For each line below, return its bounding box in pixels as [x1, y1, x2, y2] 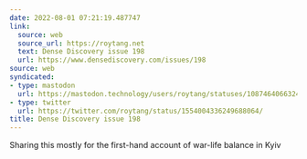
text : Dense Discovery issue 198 [17, 47, 145, 56]
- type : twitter [9, 97, 71, 107]
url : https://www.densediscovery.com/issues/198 [17, 55, 206, 65]
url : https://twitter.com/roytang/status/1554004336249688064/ [17, 106, 263, 115]
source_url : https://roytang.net [17, 38, 145, 48]
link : [9, 22, 30, 31]
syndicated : [9, 73, 55, 82]
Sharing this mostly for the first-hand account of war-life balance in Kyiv [9, 140, 281, 151]
